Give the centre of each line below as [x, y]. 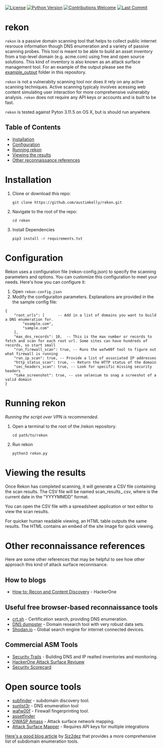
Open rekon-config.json [37, 291]
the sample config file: [35, 302]
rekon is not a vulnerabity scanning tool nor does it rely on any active [74, 81]
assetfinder [23, 716]
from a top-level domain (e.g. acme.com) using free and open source [75, 56]
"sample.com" [36, 328]
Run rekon [23, 444]
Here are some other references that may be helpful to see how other [75, 559]
